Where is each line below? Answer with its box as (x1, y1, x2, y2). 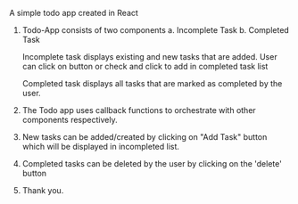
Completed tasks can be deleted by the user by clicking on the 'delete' (21, 159, 283, 168)
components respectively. (21, 115, 118, 125)
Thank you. (21, 185, 64, 195)
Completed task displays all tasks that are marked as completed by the (21, 78, 283, 88)
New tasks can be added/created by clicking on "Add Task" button (21, 132, 268, 142)
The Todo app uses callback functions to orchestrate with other (21, 105, 256, 115)
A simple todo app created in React (9, 8, 138, 18)
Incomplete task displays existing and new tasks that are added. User (21, 52, 278, 61)
